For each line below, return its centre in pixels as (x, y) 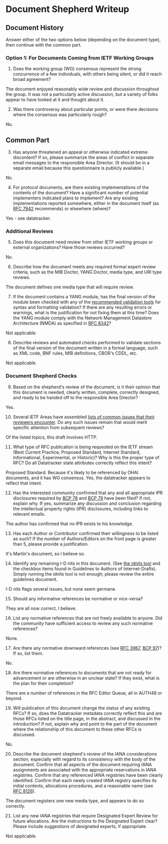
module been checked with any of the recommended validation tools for (87, 302)
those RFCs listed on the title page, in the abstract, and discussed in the (87, 719)
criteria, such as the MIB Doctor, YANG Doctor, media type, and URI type (87, 272)
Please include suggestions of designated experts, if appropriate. (80, 826)
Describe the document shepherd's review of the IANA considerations (85, 754)
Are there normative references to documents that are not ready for (82, 673)
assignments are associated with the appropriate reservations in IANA (84, 770)
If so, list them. (28, 653)
